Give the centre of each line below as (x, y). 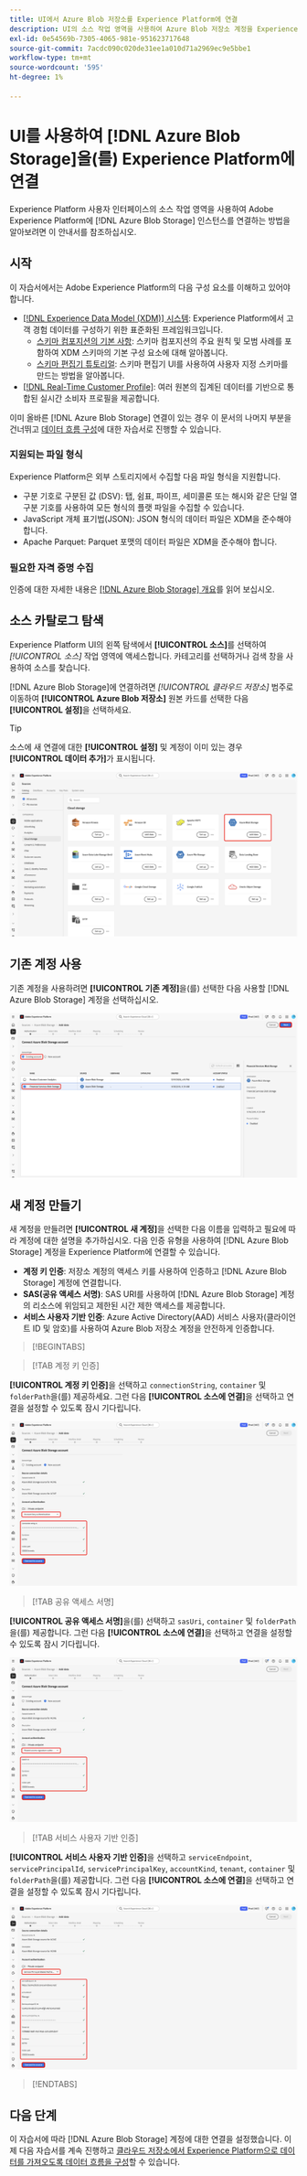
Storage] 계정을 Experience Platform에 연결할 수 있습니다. (115, 1252)
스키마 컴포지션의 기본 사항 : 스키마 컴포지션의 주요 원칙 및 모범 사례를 (159, 341)
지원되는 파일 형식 (47, 455)
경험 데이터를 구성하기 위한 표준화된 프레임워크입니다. (128, 329)
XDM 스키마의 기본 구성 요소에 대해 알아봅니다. (144, 352)
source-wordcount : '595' (57, 68)
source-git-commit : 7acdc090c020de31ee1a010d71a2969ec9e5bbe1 (130, 48)
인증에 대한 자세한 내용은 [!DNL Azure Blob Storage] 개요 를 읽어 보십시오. (142, 589)
